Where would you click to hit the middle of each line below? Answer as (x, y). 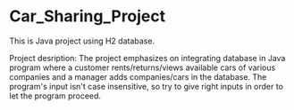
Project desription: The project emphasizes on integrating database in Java (147, 58)
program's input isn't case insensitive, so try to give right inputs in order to (147, 86)
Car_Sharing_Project (88, 16)
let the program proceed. (55, 96)
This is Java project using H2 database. (82, 41)
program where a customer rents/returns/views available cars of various (143, 67)
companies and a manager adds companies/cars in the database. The (138, 76)
